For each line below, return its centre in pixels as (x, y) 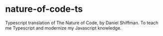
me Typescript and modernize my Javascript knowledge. (63, 28)
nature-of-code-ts (44, 9)
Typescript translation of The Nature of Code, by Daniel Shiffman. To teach (82, 23)
